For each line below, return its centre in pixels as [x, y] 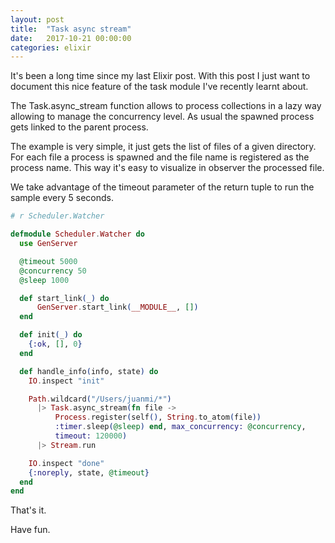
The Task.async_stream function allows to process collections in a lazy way [166, 106]
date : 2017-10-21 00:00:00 [71, 38]
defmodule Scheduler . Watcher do [77, 234]
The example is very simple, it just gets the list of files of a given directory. [163, 147]
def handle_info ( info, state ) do [89, 371]
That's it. [28, 510]
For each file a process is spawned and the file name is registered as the [160, 157]
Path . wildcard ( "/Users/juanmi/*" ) [100, 399]
